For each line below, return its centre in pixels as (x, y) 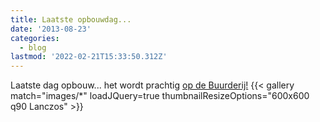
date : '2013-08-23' (51, 29)
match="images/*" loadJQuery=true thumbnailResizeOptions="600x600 (160, 96)
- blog (33, 47)
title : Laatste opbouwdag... (71, 19)
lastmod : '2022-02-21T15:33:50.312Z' (89, 57)
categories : (35, 38)
